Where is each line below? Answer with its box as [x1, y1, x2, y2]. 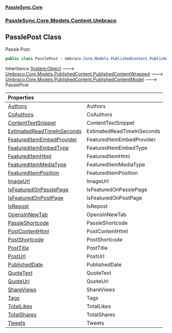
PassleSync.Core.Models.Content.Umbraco [5, 17, 117, 24]
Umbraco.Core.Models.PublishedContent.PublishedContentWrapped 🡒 [5, 71, 163, 77]
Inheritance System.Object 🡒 [5, 66, 75, 72]
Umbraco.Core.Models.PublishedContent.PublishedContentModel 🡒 [5, 76, 157, 83]
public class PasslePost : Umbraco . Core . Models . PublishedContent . [5, 56, 150, 62]
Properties [8, 94, 34, 101]
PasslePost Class [5, 32, 61, 41]
